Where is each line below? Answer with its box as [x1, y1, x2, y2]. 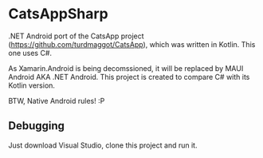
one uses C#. [8, 48, 53, 57]
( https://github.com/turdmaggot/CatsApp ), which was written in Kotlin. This [8, 39, 256, 49]
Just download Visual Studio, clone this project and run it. [8, 140, 198, 150]
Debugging [8, 119, 65, 132]
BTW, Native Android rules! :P [8, 96, 105, 105]
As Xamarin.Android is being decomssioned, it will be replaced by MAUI [8, 63, 244, 73]
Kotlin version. [8, 81, 56, 90]
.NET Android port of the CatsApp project [8, 31, 145, 41]
